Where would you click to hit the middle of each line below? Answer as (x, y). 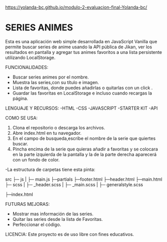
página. (20, 98)
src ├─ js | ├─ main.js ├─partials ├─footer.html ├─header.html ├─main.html (84, 179)
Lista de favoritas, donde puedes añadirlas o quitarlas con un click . (82, 88)
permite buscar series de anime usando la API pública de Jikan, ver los (79, 47)
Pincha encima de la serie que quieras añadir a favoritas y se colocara (85, 149)
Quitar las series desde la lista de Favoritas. (58, 219)
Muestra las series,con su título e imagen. (56, 82)
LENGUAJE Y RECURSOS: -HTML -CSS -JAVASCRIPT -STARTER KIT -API (81, 108)
